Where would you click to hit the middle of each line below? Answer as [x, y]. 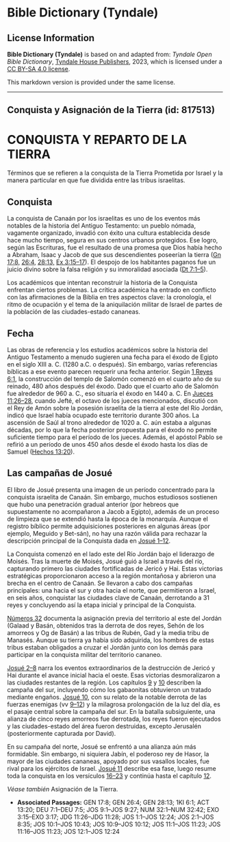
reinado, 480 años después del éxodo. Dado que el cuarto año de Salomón [113, 386]
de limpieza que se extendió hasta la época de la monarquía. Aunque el [108, 519]
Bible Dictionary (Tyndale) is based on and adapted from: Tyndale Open [110, 54]
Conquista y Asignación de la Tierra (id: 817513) [111, 110]
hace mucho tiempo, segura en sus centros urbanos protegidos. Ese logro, [113, 240]
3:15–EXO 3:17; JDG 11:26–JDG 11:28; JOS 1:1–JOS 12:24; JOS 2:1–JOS [115, 817]
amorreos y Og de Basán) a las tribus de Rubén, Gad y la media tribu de [108, 632]
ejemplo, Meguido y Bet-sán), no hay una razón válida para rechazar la [107, 533]
